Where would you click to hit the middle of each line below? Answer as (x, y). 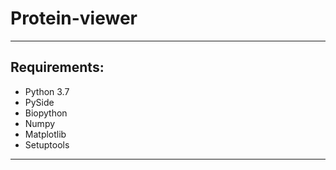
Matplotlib (45, 134)
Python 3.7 (47, 91)
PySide (39, 102)
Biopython (46, 113)
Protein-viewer (74, 18)
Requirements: (57, 67)
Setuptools (47, 144)
